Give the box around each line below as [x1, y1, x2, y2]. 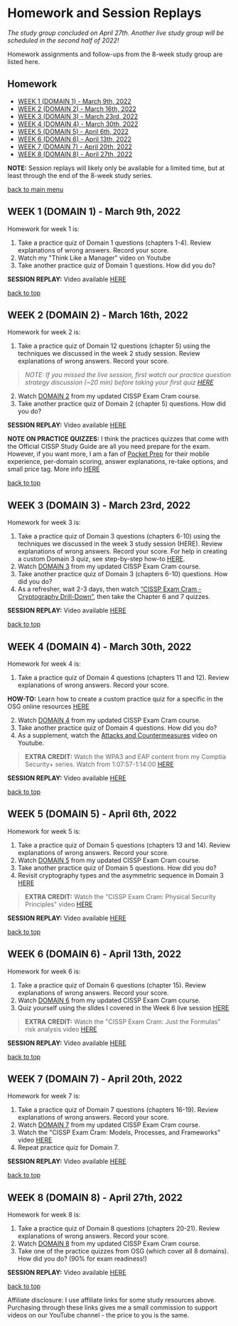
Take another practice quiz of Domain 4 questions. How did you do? [17, 723, 217, 732]
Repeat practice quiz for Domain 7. [17, 1143, 119, 1152]
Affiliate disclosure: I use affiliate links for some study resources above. [7, 1296, 217, 1305]
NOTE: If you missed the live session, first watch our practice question [24, 371, 232, 379]
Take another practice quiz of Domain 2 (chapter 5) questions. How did [17, 400, 226, 408]
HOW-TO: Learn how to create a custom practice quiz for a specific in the [7, 695, 224, 703]
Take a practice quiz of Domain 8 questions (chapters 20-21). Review [17, 1224, 220, 1233]
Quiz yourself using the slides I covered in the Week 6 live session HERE [17, 1003, 229, 1012]
